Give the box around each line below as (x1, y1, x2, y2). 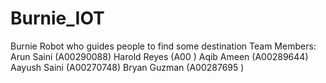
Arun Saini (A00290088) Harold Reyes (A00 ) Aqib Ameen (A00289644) (10, 50, 309, 62)
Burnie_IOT (10, 7, 105, 30)
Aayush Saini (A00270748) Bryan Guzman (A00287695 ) (10, 61, 245, 73)
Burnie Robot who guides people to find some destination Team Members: (10, 40, 317, 52)
